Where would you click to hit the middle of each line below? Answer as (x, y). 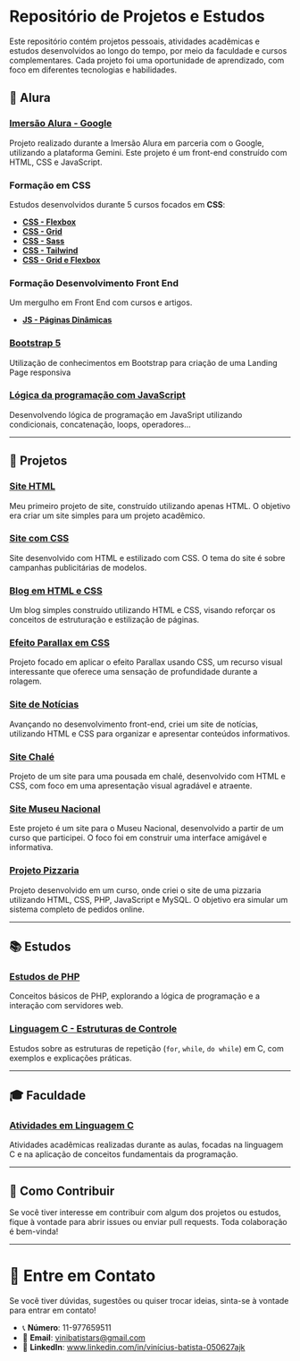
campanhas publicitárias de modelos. (78, 567)
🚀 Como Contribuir (62, 1191)
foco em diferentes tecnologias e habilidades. (93, 70)
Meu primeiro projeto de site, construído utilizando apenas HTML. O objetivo (150, 506)
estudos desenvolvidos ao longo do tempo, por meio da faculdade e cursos (148, 50)
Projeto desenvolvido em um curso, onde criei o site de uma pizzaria (135, 890)
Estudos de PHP (45, 976)
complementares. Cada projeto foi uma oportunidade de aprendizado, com (147, 60)
